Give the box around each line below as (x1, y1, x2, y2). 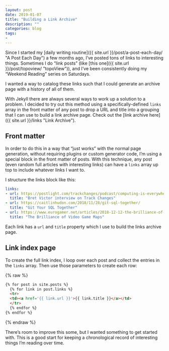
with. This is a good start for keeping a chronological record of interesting (5, 334, 158, 340)
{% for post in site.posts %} (5, 282, 69, 287)
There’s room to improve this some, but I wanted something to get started (5, 329, 157, 335)
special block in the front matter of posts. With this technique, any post (5, 156, 152, 162)
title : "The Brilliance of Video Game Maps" (10, 214, 105, 220)
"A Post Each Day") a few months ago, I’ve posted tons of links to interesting (5, 55, 163, 61)
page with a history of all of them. (5, 86, 75, 92)
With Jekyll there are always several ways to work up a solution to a (5, 95, 146, 102)
